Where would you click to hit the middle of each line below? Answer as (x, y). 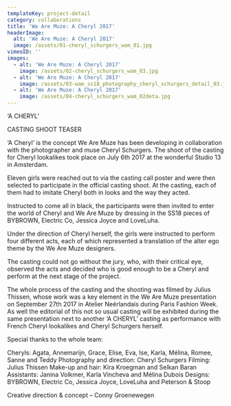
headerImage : (26, 33)
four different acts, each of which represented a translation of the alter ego (113, 241)
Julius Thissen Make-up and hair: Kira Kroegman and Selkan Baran (102, 367)
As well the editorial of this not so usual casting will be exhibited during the (113, 311)
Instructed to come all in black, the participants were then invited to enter (111, 206)
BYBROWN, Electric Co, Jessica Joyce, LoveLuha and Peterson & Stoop (109, 382)
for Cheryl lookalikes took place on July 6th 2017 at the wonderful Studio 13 (114, 157)
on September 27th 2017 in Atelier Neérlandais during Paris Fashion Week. (113, 304)
